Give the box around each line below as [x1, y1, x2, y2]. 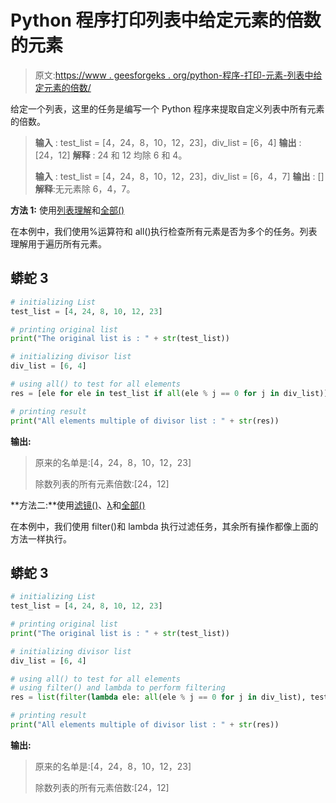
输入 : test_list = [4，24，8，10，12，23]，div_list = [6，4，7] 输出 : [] [34, 170, 325, 182]
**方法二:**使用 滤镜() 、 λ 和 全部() [10, 499, 146, 511]
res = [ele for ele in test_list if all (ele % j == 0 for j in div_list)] [10, 388, 329, 398]
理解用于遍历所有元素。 [10, 237, 107, 250]
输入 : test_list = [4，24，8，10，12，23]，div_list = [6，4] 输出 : [34, 136, 302, 148]
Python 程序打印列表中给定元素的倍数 [10, 9, 322, 32]
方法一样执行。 [10, 532, 72, 545]
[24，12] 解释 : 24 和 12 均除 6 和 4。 [34, 149, 188, 161]
